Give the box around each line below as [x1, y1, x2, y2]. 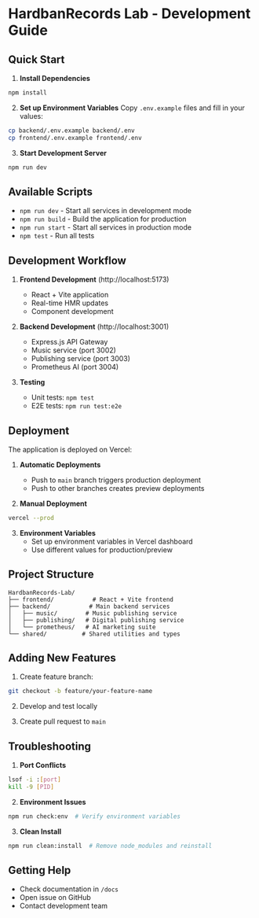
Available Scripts [8, 185, 93, 198]
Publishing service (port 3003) [31, 354, 131, 363]
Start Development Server [19, 148, 108, 157]
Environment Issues [19, 797, 86, 806]
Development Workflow [8, 253, 127, 267]
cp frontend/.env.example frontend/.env [8, 134, 143, 142]
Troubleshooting [8, 739, 92, 753]
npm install [8, 89, 47, 97]
